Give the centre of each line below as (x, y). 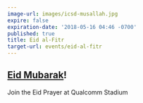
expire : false (28, 20)
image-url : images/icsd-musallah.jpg (63, 14)
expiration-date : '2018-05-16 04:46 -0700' (72, 27)
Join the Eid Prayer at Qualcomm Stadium (68, 92)
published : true (31, 34)
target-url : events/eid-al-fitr (55, 47)
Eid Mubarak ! (37, 75)
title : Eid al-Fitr (36, 40)
